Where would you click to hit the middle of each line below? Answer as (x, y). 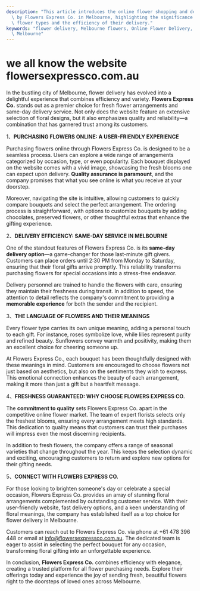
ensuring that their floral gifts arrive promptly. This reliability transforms (94, 267)
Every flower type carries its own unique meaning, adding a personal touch (98, 328)
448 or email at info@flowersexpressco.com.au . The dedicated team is (93, 538)
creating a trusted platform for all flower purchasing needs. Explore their (95, 569)
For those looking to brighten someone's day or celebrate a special (88, 489)
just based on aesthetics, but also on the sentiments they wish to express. (97, 371)
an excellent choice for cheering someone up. (62, 347)
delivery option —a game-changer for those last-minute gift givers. (88, 254)
